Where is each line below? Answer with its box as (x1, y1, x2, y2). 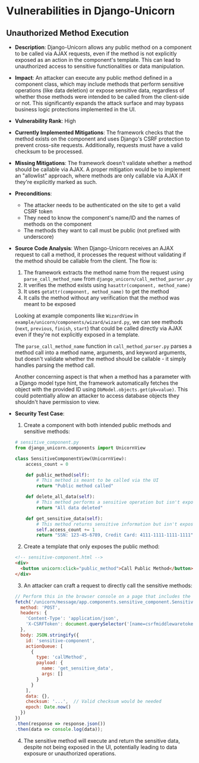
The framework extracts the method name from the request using (23, 269, 184, 276)
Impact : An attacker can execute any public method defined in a (14, 74, 172, 81)
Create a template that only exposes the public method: (23, 543, 160, 550)
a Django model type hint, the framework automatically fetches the (14, 379, 178, 387)
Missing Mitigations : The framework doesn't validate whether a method (14, 160, 192, 166)
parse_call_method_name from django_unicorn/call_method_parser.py (23, 275, 193, 282)
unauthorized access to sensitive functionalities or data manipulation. (14, 63, 185, 70)
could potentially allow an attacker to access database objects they (14, 392, 180, 399)
